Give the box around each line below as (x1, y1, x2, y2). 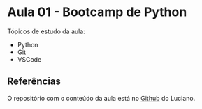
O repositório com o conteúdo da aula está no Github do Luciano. (7, 94, 196, 102)
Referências (7, 76, 62, 87)
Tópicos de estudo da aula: (7, 27, 85, 35)
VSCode (17, 55, 42, 63)
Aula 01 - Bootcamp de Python (7, 4, 187, 20)
